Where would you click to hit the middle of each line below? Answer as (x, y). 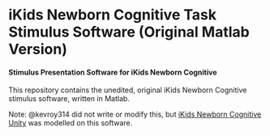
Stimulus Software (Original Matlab (129, 32)
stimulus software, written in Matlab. (69, 99)
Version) (38, 49)
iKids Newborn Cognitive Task (113, 15)
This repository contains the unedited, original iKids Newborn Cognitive (128, 90)
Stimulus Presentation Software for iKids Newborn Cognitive (113, 72)
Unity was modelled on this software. (71, 123)
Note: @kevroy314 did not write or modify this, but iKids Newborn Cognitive (135, 114)
